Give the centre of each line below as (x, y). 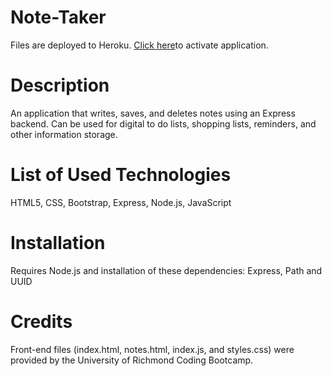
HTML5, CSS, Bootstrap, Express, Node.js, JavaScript (121, 202)
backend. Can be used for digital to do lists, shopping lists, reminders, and (163, 123)
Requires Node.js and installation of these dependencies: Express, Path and (166, 270)
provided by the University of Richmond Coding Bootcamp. (132, 360)
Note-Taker (58, 17)
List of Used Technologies (121, 175)
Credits (41, 321)
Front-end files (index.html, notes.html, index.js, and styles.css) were (152, 349)
